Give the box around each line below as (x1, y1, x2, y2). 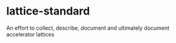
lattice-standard (6, 4, 90, 18)
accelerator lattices (6, 30, 55, 38)
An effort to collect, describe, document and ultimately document (6, 24, 170, 31)
